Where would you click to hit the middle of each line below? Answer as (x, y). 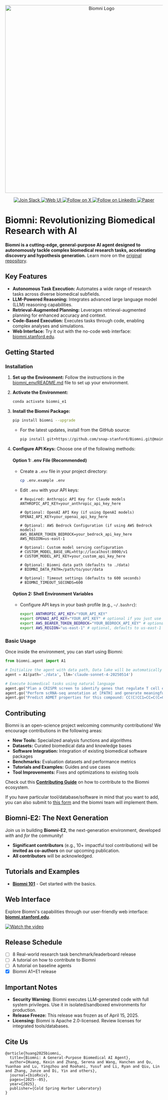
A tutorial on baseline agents (42, 966)
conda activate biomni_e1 (39, 402)
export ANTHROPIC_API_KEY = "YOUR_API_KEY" (63, 614)
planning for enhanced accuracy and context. (59, 315)
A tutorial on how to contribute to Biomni (54, 960)
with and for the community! (34, 835)
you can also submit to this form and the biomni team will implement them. (82, 802)
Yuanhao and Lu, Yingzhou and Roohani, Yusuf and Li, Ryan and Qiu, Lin (82, 1067)
